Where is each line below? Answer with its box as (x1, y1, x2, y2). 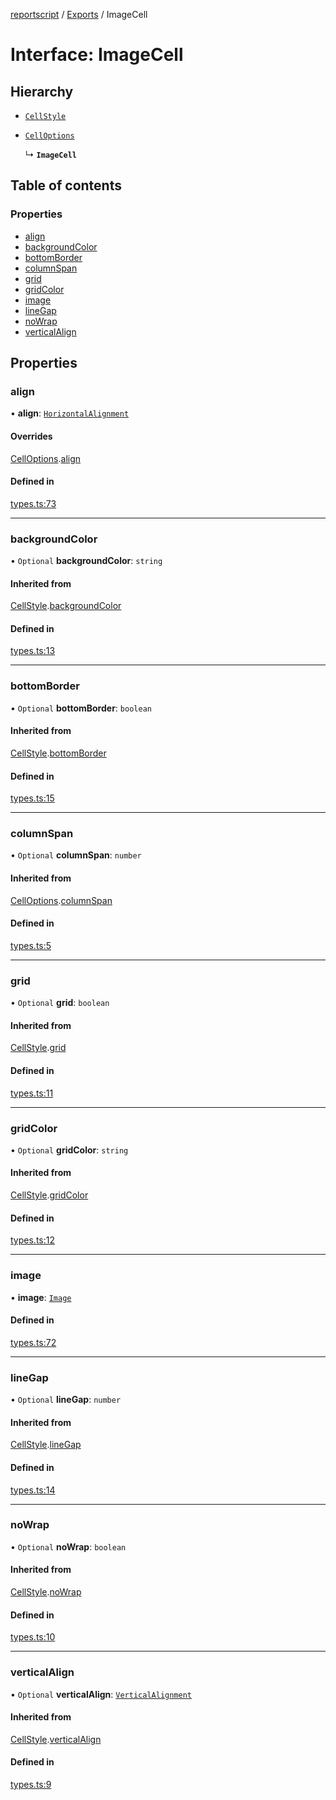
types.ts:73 (10, 497, 57, 509)
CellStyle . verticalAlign (10, 1733, 102, 1745)
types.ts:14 (10, 1484, 56, 1496)
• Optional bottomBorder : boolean (10, 702, 152, 714)
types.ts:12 (10, 1234, 55, 1246)
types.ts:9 (10, 1778, 52, 1790)
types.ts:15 (10, 792, 55, 804)
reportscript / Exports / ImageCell (10, 9, 148, 20)
